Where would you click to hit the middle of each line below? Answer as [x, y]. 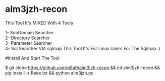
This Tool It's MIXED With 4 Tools [39, 23]
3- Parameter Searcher [29, 43]
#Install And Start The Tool [32, 58]
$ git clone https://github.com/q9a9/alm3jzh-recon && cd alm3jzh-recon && [82, 68]
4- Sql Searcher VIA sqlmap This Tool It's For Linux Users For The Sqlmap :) [83, 48]
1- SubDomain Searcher [29, 32]
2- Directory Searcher [27, 38]
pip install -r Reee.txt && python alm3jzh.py [49, 73]
